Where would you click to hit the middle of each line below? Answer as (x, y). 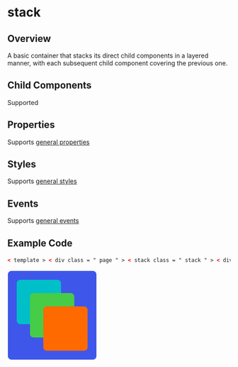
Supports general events (43, 221)
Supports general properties (49, 142)
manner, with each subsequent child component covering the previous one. (118, 63)
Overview (29, 39)
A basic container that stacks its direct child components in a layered (108, 55)
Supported (23, 102)
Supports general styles (42, 181)
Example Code (40, 243)
